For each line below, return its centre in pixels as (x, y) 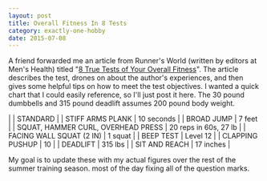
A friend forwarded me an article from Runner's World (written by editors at (133, 61)
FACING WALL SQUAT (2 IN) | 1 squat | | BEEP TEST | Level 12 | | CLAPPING (133, 136)
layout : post (30, 16)
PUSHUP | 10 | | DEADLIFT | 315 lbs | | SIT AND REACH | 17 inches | (119, 144)
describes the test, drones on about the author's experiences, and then (126, 78)
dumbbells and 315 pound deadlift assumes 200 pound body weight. (121, 103)
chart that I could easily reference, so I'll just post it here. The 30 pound (126, 95)
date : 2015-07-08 (37, 38)
